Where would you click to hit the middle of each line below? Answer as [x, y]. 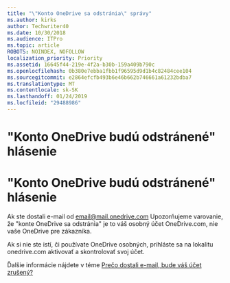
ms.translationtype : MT [41, 84]
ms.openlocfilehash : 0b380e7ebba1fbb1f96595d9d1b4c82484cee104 [100, 71]
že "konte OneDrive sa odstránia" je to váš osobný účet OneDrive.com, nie [113, 224]
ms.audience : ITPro [35, 39]
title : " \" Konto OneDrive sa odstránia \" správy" [80, 13]
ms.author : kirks [32, 20]
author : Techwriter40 [38, 26]
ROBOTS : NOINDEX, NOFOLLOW [46, 52]
